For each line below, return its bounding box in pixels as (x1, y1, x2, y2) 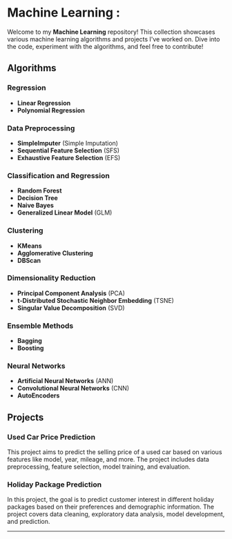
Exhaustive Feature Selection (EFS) (17, 153, 121, 161)
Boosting (17, 344, 44, 353)
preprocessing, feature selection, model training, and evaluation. (7, 462, 191, 471)
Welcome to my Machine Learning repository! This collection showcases (7, 28, 215, 36)
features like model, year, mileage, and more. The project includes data (7, 455, 209, 464)
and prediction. (7, 518, 50, 526)
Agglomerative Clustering (17, 248, 93, 257)
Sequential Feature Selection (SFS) (17, 146, 119, 155)
